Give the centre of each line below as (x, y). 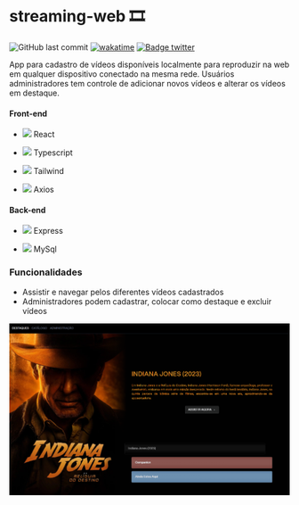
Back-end (28, 210)
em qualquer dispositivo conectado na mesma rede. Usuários (122, 74)
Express (48, 231)
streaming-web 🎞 (77, 17)
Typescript (53, 153)
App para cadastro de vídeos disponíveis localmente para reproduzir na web (149, 64)
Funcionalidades (46, 272)
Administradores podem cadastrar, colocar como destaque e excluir (147, 301)
